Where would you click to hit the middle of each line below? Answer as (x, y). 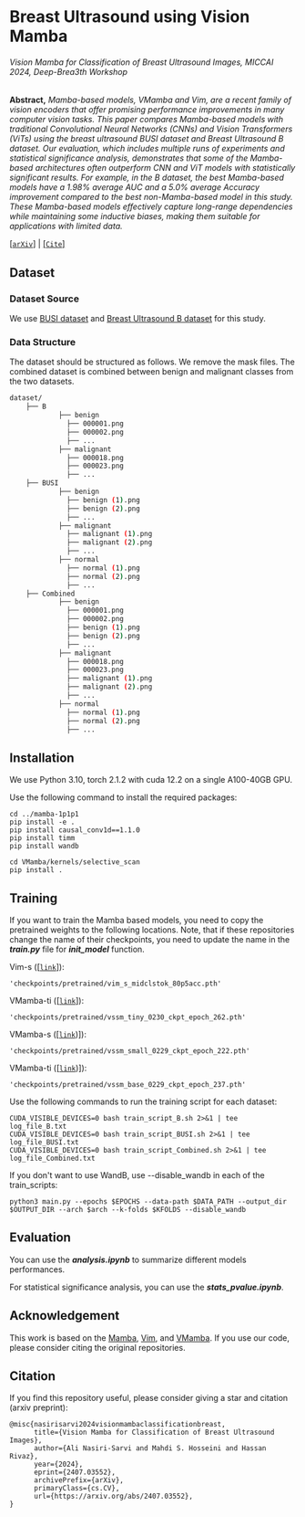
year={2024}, (58, 1464)
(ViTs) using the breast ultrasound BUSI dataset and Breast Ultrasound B (147, 139)
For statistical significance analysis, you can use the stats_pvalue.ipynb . (147, 1287)
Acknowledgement (65, 1316)
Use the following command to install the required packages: (123, 797)
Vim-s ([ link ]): (37, 967)
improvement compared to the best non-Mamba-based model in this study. (151, 197)
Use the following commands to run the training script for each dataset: (143, 1101)
